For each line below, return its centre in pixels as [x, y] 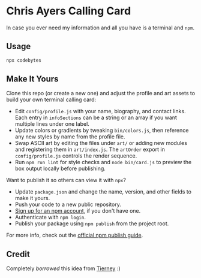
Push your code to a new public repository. [68, 204]
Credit [18, 254]
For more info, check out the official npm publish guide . [75, 235]
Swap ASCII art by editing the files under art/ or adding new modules [101, 143]
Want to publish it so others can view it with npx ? [66, 180]
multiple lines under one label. [52, 124]
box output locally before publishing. [60, 168]
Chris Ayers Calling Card [69, 11]
